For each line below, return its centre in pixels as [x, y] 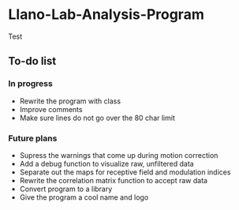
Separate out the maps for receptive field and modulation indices [125, 172]
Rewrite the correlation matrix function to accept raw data [113, 180]
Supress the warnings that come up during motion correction [119, 155]
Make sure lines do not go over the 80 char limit [97, 118]
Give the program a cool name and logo [84, 197]
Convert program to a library [66, 189]
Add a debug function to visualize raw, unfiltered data [107, 163]
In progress [30, 84]
